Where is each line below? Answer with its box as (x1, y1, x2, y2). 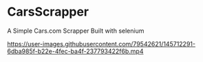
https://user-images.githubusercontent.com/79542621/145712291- (7, 40, 196, 48)
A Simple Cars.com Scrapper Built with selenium (7, 27, 145, 35)
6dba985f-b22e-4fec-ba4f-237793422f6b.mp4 (7, 47, 144, 55)
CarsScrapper (7, 4, 89, 20)
